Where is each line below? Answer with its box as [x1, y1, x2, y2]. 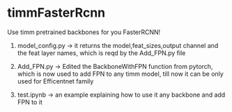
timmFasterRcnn [7, 5, 106, 21]
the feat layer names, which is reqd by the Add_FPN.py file [17, 49, 186, 57]
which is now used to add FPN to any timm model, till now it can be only [17, 70, 224, 78]
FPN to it [17, 97, 43, 106]
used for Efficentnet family [17, 77, 94, 85]
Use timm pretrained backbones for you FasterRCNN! [7, 28, 161, 36]
